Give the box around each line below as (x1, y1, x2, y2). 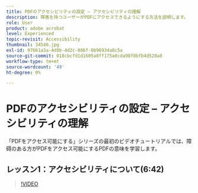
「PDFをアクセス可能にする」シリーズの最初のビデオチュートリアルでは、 (6, 138, 187, 145)
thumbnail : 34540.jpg (6, 42, 60, 48)
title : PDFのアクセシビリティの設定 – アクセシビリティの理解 (6, 8, 141, 15)
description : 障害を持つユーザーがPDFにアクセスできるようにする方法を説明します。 (6, 14, 189, 20)
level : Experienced (6, 31, 54, 37)
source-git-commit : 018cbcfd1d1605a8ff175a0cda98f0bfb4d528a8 (6, 53, 163, 59)
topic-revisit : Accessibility (6, 36, 81, 42)
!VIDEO (20, 181, 38, 187)
